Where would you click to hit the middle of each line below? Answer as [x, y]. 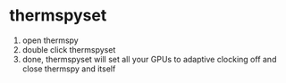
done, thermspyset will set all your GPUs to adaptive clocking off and [149, 59]
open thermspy [50, 40]
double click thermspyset [69, 49]
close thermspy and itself [69, 69]
